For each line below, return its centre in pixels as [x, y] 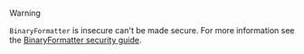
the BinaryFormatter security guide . [76, 40]
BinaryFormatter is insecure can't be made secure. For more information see [152, 30]
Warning [25, 13]
